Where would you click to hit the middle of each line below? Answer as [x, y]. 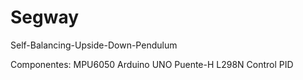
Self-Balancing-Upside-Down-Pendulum [94, 45]
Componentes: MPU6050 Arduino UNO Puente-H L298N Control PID [152, 64]
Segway [45, 17]
